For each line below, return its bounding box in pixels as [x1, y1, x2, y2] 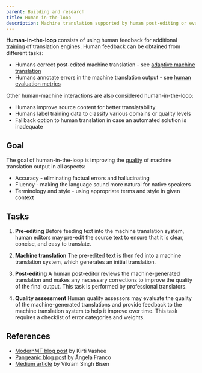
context [14, 194, 34, 201]
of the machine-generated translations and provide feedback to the [14, 301, 182, 308]
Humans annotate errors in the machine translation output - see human [14, 74, 191, 81]
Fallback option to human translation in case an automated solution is [14, 116, 187, 124]
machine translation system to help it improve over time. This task [14, 307, 178, 314]
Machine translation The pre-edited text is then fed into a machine [14, 252, 182, 259]
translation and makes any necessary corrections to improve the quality [14, 276, 192, 284]
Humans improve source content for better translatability [14, 104, 156, 111]
